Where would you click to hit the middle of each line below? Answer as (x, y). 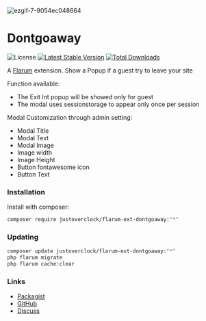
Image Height (36, 159)
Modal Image (36, 145)
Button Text (33, 174)
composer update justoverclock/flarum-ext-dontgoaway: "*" (91, 251)
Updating (23, 237)
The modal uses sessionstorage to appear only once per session (108, 104)
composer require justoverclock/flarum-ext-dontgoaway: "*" (93, 220)
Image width (35, 152)
